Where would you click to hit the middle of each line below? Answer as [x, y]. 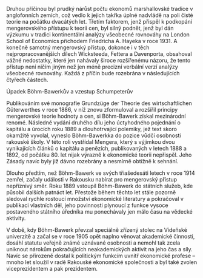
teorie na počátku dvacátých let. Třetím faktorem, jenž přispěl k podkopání [99, 22]
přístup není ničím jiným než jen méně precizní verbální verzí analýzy [92, 67]
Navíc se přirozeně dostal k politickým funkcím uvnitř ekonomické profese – [101, 256]
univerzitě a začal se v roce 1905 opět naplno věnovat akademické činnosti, [101, 236]
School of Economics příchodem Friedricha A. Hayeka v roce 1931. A [92, 41]
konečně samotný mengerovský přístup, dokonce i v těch [78, 47]
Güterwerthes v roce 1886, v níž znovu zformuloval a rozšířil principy [92, 110]
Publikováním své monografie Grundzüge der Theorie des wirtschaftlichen [99, 103]
